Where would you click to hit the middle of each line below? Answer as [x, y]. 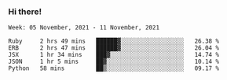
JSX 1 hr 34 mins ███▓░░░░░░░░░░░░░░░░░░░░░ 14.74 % [114, 55]
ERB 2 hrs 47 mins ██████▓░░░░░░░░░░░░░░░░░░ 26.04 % [114, 48]
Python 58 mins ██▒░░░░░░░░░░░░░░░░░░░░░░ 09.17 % [114, 68]
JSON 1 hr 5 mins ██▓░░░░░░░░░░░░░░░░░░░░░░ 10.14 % [114, 62]
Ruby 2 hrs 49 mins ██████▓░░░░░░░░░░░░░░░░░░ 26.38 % [114, 41]
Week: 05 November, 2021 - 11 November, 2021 [84, 28]
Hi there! [25, 12]
